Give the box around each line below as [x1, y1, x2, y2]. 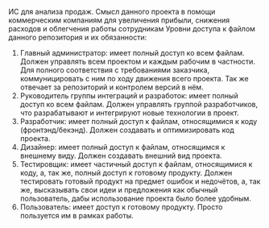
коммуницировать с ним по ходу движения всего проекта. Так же [19, 74, 249, 83]
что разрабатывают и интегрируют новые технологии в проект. [19, 108, 239, 118]
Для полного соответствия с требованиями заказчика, [19, 65, 210, 75]
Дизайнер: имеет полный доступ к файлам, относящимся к [19, 143, 226, 151]
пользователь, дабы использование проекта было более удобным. [19, 193, 252, 203]
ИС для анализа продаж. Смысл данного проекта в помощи [8, 7, 216, 16]
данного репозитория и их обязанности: [8, 32, 147, 42]
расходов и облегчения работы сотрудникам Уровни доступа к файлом [8, 24, 256, 33]
